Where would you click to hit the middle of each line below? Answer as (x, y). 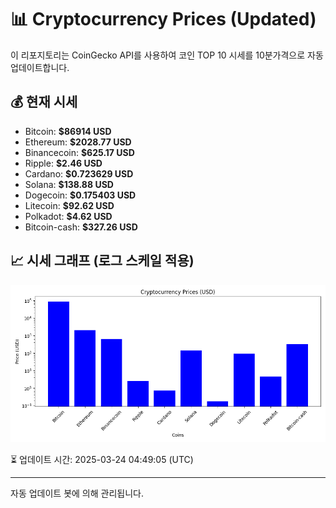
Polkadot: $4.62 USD (68, 216)
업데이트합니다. (40, 67)
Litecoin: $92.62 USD (69, 205)
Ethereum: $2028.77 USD (78, 142)
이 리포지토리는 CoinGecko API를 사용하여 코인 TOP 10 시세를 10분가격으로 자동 (167, 55)
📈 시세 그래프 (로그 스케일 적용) (102, 261)
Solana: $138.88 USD (69, 184)
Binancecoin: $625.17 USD (79, 152)
